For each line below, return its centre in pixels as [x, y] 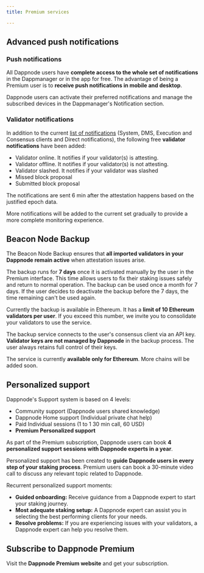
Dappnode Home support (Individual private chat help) [83, 418]
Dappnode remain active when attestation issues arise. [76, 260]
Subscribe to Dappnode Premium [71, 549]
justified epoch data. [32, 202]
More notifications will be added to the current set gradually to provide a [97, 213]
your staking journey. [42, 504]
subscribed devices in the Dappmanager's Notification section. [85, 104]
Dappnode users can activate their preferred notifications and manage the [100, 97]
